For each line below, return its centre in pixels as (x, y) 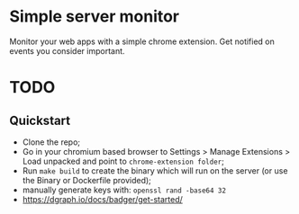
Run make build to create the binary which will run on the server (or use (155, 170)
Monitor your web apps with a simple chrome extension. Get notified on (142, 41)
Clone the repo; (51, 142)
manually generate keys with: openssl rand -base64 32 (124, 190)
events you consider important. (67, 50)
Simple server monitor (95, 17)
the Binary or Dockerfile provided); (86, 180)
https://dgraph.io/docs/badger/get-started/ (102, 199)
